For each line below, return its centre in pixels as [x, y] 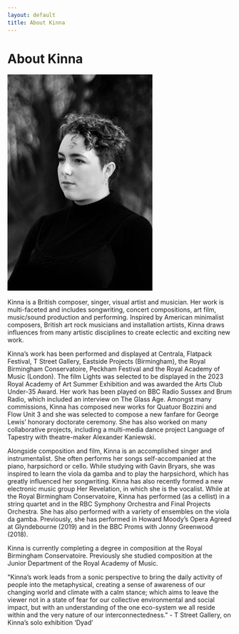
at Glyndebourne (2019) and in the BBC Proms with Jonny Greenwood [110, 527]
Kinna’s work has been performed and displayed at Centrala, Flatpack [110, 354]
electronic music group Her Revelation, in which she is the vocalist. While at [118, 489]
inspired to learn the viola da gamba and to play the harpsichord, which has [118, 474]
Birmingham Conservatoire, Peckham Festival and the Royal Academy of [114, 369]
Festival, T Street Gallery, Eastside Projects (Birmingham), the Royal [106, 362]
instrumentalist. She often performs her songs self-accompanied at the [112, 459]
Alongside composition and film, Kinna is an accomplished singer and [110, 451]
